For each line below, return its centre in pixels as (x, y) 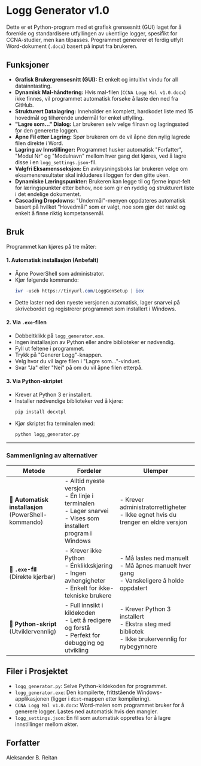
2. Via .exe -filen (26, 322)
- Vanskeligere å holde (152, 581)
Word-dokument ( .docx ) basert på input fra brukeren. (72, 46)
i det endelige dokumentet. (48, 194)
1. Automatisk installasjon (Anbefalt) (52, 260)
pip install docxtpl (40, 412)
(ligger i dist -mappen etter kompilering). (101, 698)
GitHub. (24, 105)
